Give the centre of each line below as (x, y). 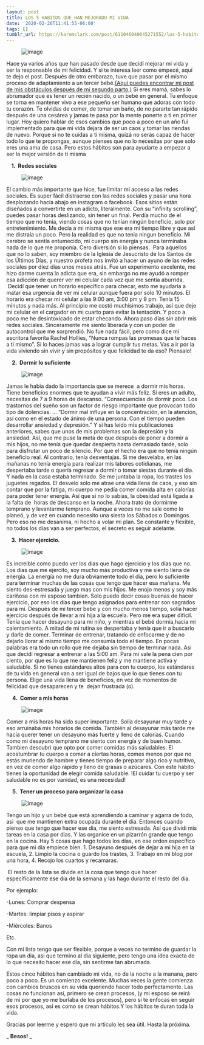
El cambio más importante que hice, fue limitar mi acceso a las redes (92, 190)
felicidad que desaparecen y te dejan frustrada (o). (71, 686)
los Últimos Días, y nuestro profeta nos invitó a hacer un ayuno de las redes (101, 260)
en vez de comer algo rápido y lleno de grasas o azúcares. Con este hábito (100, 767)
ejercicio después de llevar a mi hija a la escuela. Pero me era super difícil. (99, 615)
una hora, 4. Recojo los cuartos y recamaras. (62, 860)
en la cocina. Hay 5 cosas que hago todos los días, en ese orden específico (101, 841)
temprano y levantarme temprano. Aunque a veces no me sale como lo (95, 509)
